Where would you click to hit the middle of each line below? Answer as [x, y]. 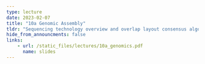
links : [15, 40]
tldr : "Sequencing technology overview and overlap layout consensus [97, 29]
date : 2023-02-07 [28, 18]
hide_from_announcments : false [46, 35]
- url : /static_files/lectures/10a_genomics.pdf [80, 46]
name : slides [39, 52]
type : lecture [24, 12]
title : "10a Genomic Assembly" [46, 23]
